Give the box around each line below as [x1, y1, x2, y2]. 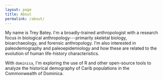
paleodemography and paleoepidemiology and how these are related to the [5, 45, 157, 52]
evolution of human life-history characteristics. [5, 51, 99, 56]
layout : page [5, 7, 32, 12]
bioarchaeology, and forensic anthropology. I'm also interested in [5, 40, 136, 46]
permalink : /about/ [5, 16, 45, 21]
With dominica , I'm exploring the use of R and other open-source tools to [5, 60, 152, 66]
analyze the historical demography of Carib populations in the [5, 65, 130, 71]
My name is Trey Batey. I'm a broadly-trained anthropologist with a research [5, 30, 158, 36]
